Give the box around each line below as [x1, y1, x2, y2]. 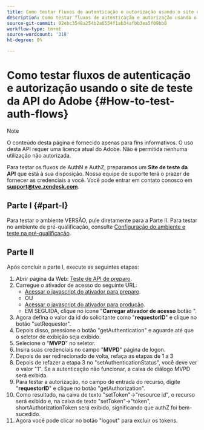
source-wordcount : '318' [7, 32, 70, 38]
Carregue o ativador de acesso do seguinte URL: [15, 281, 138, 289]
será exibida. [15, 371, 48, 379]
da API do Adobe [7, 95, 93, 108]
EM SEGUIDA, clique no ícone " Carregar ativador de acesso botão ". [24, 307, 197, 314]
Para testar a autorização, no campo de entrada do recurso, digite [15, 378, 180, 385]
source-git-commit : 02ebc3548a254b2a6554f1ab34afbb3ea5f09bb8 [7, 20, 167, 26]
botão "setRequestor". [15, 320, 71, 328]
